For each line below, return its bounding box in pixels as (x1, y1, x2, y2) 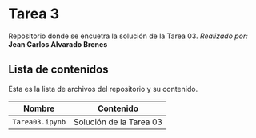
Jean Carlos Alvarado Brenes (8, 39, 108, 49)
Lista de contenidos (8, 63, 109, 77)
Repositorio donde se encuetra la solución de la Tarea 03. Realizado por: (8, 31, 248, 41)
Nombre (23, 103, 55, 114)
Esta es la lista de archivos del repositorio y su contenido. (8, 84, 198, 93)
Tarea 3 (8, 5, 60, 23)
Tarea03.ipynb (12, 117, 66, 126)
